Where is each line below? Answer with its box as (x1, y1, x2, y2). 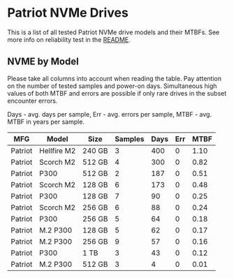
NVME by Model (7, 56, 79, 68)
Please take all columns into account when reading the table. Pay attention (7, 74, 222, 82)
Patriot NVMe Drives (7, 5, 129, 21)
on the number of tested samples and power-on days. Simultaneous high (7, 82, 217, 90)
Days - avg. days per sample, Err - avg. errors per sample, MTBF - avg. (7, 110, 212, 118)
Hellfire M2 (39, 145, 76, 155)
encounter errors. (7, 96, 58, 105)
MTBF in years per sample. (7, 117, 85, 126)
